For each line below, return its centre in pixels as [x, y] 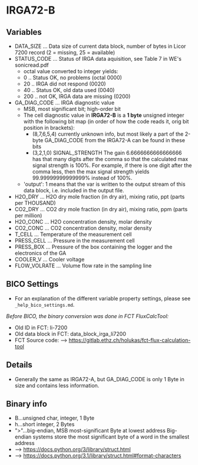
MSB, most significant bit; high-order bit [72, 109]
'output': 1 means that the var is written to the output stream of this [104, 184]
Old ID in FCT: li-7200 [41, 328]
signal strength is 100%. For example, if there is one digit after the [112, 165]
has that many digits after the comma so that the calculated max [110, 159]
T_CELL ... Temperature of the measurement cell [73, 234]
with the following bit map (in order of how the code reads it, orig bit [106, 121]
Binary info [27, 404]
